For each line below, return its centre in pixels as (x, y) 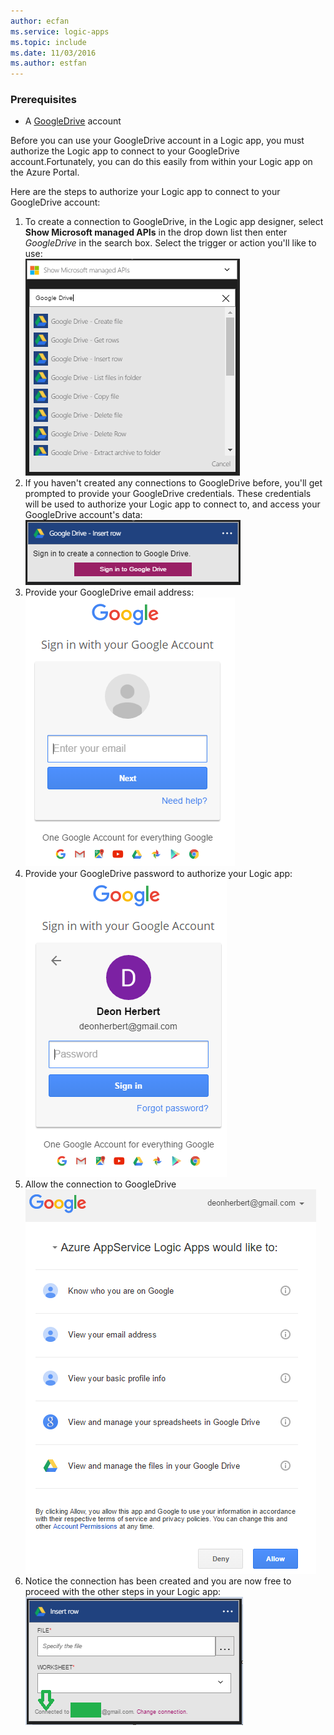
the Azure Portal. (45, 172)
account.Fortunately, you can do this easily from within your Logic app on (161, 162)
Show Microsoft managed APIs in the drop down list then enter (156, 232)
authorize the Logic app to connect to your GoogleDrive (125, 151)
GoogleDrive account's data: (83, 515)
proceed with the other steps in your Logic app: (123, 1592)
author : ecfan (40, 21)
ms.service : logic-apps (60, 31)
